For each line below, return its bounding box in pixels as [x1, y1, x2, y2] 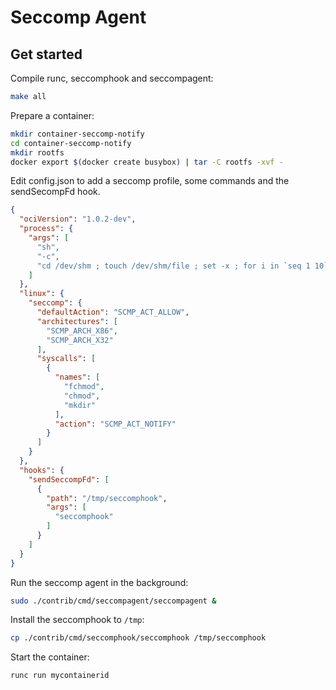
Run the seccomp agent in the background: [10, 576, 189, 588]
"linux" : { [19, 289, 65, 299]
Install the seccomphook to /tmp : [10, 614, 145, 626]
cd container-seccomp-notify [10, 138, 132, 148]
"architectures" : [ [36, 316, 118, 326]
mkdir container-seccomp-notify [10, 129, 145, 139]
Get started [10, 46, 83, 63]
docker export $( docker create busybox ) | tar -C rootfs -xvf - [10, 157, 284, 167]
